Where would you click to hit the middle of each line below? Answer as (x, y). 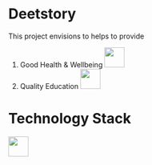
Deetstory (42, 14)
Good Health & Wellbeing (61, 64)
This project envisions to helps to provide (76, 36)
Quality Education (49, 86)
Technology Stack (70, 119)
